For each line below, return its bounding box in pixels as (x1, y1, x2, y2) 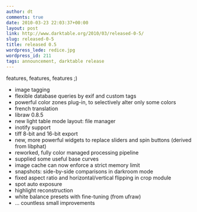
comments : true (6, 14, 44, 20)
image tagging (14, 86, 50, 93)
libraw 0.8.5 (14, 111, 44, 118)
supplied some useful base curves (14, 155, 99, 162)
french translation (14, 105, 58, 112)
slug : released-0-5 (6, 36, 54, 42)
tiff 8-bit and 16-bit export (14, 130, 78, 137)
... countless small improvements (14, 199, 95, 206)
